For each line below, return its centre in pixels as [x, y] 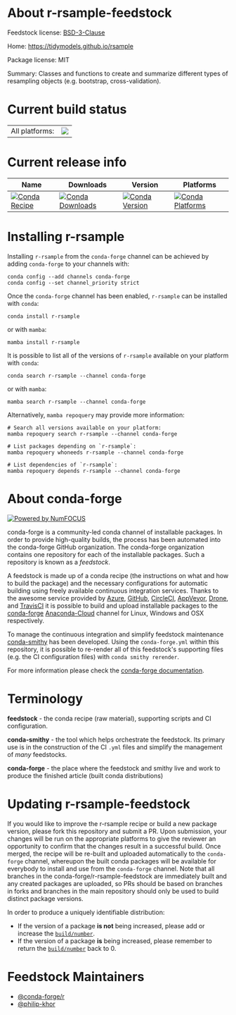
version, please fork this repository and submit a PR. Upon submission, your [117, 831]
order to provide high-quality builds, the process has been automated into [114, 539]
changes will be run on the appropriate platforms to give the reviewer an [112, 838]
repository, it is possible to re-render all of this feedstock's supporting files [115, 649]
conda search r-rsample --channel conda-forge [77, 376]
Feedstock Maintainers [76, 977]
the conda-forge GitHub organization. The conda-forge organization [106, 547]
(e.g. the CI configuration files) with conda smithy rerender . [93, 656]
